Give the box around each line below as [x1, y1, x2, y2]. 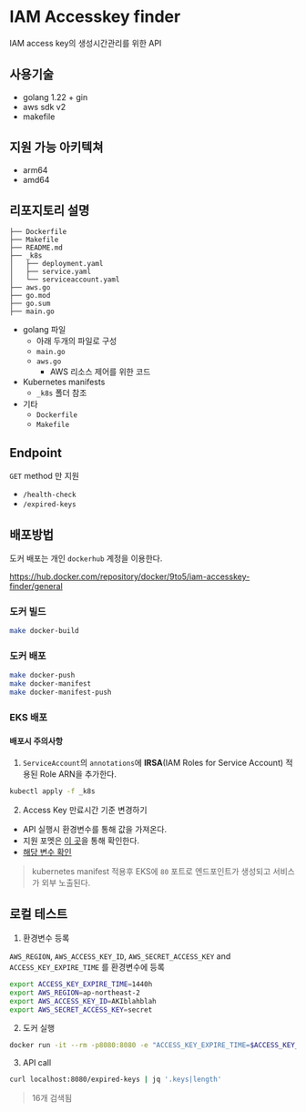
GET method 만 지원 [9, 471, 80, 482]
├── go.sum [9, 299, 51, 309]
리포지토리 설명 [9, 202, 90, 218]
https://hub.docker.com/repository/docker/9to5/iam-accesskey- [9, 571, 250, 582]
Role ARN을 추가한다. [39, 769, 117, 780]
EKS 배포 [9, 711, 48, 724]
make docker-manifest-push [9, 688, 112, 698]
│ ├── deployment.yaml [9, 260, 104, 269]
